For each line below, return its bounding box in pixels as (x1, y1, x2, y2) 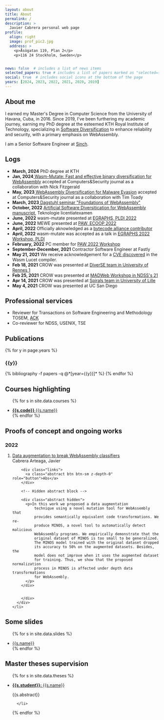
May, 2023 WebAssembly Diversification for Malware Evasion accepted (12, 189, 157, 195)
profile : (5, 30, 23, 35)
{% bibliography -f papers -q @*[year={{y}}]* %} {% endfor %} (5, 371, 134, 377)
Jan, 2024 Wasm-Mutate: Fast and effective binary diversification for (12, 173, 152, 179)
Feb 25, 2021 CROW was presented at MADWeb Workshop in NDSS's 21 (12, 272, 158, 278)
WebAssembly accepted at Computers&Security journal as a (12, 178, 134, 184)
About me (5, 97, 36, 106)
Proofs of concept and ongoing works (5, 427, 123, 435)
